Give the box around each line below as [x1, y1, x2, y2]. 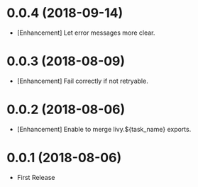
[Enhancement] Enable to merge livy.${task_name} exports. [16, 125, 192, 133]
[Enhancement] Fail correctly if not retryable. [16, 76, 148, 85]
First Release [16, 173, 55, 181]
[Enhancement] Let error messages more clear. [16, 28, 155, 37]
